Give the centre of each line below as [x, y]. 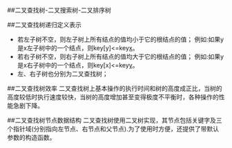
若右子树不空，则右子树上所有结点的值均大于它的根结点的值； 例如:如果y [120, 56]
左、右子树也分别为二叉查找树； [62, 74]
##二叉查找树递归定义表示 [44, 25]
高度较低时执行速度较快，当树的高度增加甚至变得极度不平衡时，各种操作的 [113, 97]
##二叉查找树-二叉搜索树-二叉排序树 [59, 10]
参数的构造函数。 [31, 137]
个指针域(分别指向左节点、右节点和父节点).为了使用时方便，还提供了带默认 [113, 129]
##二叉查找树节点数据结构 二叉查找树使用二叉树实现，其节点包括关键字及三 [115, 120]
